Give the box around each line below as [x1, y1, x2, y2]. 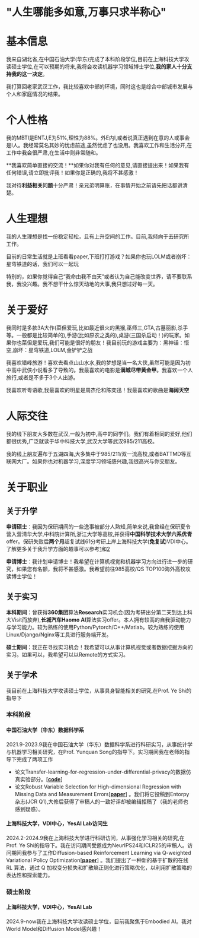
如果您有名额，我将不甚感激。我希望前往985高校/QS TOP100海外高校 [16, 565, 185, 572]
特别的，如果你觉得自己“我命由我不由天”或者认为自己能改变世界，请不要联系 [6, 273, 192, 280]
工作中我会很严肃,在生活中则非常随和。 [6, 149, 102, 156]
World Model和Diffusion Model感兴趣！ [6, 925, 102, 932]
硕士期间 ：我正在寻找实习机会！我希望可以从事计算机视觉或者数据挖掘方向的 [6, 644, 193, 651]
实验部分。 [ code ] [20, 775, 63, 782]
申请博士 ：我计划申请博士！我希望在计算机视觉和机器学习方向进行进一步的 [6, 557, 188, 565]
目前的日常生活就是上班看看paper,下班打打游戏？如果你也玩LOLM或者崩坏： [6, 253, 192, 260]
